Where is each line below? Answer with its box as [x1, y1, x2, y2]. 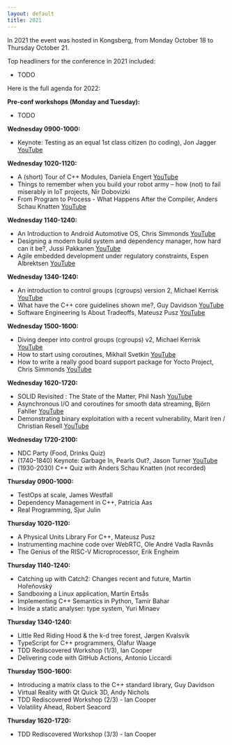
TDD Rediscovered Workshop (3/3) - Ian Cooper [17, 730, 157, 738]
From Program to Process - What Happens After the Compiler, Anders [17, 195, 218, 203]
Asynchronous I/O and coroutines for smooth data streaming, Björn [17, 399, 210, 408]
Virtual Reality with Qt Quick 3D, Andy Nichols [17, 688, 150, 696]
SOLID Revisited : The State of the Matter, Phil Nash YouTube [17, 392, 193, 400]
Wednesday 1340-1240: [7, 272, 79, 281]
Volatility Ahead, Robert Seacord [17, 702, 111, 711]
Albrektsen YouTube [17, 259, 75, 267]
